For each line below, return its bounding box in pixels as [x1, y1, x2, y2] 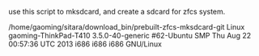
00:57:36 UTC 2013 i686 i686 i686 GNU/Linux [8, 39, 162, 49]
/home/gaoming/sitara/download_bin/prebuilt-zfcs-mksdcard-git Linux [8, 22, 245, 31]
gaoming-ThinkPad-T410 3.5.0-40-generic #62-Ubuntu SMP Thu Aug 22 [8, 31, 252, 40]
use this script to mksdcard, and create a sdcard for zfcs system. [8, 7, 226, 16]
